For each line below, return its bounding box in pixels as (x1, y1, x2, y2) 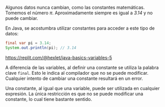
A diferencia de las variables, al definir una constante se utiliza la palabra (5, 64, 159, 71)
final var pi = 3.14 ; (5, 40, 52, 46)
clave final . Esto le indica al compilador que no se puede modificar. (5, 70, 149, 76)
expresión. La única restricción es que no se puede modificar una (5, 91, 144, 97)
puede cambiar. (5, 15, 38, 21)
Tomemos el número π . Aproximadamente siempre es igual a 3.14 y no (5, 10, 153, 16)
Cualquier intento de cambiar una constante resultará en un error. (5, 75, 143, 81)
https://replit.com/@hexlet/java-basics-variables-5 (5, 54, 112, 60)
